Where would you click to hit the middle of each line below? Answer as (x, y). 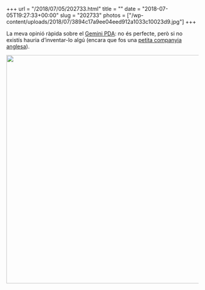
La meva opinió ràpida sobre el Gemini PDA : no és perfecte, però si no (95, 34)
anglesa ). (18, 46)
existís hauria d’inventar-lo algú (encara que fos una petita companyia (94, 40)
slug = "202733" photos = (93, 15)
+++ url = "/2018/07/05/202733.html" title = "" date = (74, 9)
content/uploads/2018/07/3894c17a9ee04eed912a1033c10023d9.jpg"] (95, 22)
